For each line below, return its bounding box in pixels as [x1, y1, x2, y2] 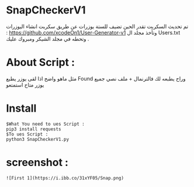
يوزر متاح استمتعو [6, 81, 44, 88]
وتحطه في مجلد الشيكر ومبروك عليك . [6, 35, 89, 42]
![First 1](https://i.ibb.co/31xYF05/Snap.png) [6, 175, 124, 181]
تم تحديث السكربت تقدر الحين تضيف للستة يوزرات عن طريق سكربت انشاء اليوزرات [6, 23, 189, 30]
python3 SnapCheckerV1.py [6, 136, 69, 142]
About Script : [6, 56, 75, 69]
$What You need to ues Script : [6, 121, 85, 127]
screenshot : [6, 156, 69, 169]
